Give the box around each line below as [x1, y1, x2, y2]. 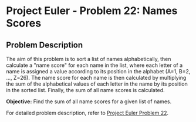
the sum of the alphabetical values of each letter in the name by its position [6, 80, 188, 87]
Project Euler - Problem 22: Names [6, 4, 178, 18]
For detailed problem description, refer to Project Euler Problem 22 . [6, 110, 169, 116]
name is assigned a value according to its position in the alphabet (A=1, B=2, [6, 68, 191, 74]
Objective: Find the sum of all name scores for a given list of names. [6, 98, 172, 105]
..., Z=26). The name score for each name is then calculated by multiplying [6, 74, 187, 81]
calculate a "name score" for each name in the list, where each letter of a [6, 62, 183, 69]
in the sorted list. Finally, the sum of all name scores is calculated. [6, 87, 165, 93]
